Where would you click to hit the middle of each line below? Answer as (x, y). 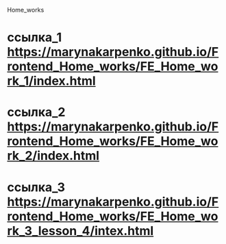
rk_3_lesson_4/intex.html (80, 231)
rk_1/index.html (51, 81)
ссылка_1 (35, 38)
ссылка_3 (36, 187)
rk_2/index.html (53, 156)
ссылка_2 (36, 112)
